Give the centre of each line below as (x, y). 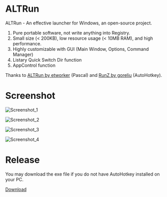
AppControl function (34, 65)
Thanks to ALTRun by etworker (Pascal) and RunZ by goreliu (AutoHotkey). (84, 75)
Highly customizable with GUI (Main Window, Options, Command (81, 49)
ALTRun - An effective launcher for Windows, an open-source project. (79, 23)
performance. (27, 43)
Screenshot (30, 96)
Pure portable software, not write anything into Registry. (72, 33)
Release (22, 160)
